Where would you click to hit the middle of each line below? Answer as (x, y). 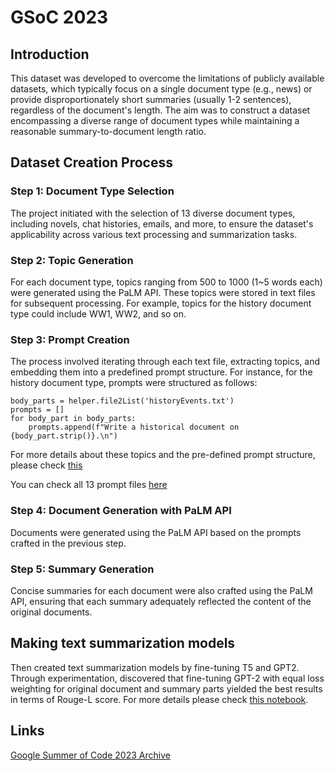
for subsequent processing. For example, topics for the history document (161, 303)
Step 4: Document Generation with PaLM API (121, 511)
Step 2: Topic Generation (72, 260)
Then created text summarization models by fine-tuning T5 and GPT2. (155, 667)
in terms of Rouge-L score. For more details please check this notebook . (159, 699)
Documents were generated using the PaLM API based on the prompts (156, 532)
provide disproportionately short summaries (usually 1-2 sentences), (151, 99)
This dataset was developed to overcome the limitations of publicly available (167, 78)
